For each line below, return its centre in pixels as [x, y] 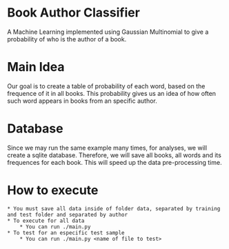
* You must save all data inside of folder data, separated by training [114, 208]
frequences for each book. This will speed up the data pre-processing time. [114, 162]
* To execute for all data [46, 221]
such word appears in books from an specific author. [82, 101]
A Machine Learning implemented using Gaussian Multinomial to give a [108, 32]
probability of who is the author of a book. [67, 39]
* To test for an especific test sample [66, 232]
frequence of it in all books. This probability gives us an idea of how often [111, 93]
